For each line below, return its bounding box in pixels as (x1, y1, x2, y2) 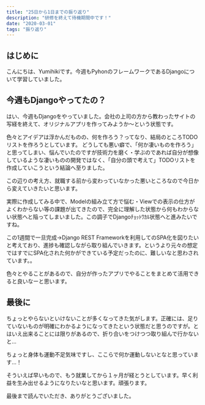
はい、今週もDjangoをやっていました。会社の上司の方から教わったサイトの (6, 112, 196, 120)
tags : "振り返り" (6, 26, 47, 33)
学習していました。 (17, 75, 65, 83)
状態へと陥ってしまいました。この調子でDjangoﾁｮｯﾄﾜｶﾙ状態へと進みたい (11, 213, 193, 220)
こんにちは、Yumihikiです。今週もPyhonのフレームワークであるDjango (6, 68, 185, 75)
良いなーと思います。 (17, 277, 70, 285)
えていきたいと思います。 (17, 185, 81, 192)
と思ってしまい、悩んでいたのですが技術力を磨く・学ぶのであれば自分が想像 (6, 148, 199, 156)
